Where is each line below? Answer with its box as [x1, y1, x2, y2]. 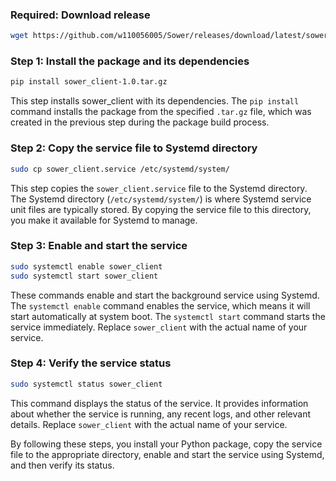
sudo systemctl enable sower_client [10, 261, 163, 272]
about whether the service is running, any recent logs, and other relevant [10, 408, 312, 420]
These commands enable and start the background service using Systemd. [10, 289, 320, 301]
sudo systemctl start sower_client [10, 271, 159, 281]
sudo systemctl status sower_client [10, 379, 163, 389]
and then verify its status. [10, 459, 115, 471]
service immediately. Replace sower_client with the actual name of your [10, 321, 308, 333]
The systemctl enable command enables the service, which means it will [10, 299, 311, 312]
